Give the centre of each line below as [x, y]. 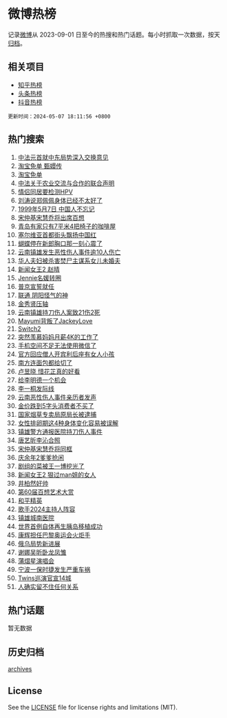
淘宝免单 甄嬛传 [40, 165]
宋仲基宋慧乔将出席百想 [51, 217]
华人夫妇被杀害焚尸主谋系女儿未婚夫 [69, 260]
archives [20, 669]
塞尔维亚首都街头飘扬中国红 [57, 234]
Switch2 [29, 329]
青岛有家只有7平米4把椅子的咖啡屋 [67, 226]
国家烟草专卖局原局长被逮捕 [57, 414]
